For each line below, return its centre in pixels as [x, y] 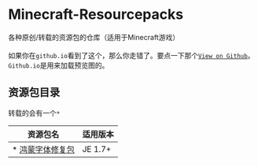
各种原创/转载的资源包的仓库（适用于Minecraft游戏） [94, 37]
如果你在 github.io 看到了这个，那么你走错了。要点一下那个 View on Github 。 [131, 55]
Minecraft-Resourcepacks [96, 15]
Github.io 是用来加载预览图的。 [59, 65]
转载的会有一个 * [34, 113]
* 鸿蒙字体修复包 [43, 149]
